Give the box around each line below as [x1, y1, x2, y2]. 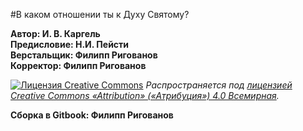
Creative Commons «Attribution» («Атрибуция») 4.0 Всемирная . [10, 90, 280, 101]
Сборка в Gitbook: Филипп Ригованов [10, 109, 174, 121]
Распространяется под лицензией [145, 79, 293, 91]
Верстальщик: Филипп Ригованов [10, 49, 158, 61]
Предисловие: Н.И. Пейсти [10, 39, 130, 50]
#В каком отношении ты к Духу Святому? [10, 9, 190, 20]
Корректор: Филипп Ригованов [10, 60, 147, 71]
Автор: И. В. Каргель [10, 28, 101, 39]
